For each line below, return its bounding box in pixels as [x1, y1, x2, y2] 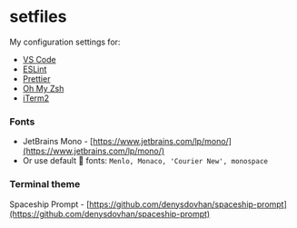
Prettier [22, 73, 51, 84]
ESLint [22, 64, 47, 74]
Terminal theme [9, 178, 81, 191]
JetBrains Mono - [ [22, 136, 94, 147]
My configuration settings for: [9, 36, 121, 47]
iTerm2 [22, 93, 50, 104]
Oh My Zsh [22, 83, 64, 94]
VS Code [22, 54, 56, 64]
